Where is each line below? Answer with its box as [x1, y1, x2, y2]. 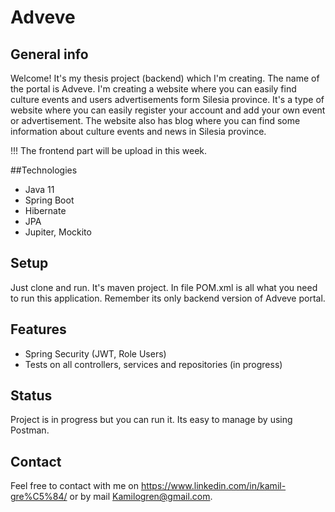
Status [10, 387, 53, 405]
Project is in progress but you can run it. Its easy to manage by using [10, 414, 293, 426]
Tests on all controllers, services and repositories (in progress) [24, 358, 283, 370]
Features [10, 321, 67, 338]
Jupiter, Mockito [24, 226, 92, 238]
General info [10, 46, 89, 63]
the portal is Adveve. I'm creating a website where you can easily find [10, 83, 297, 95]
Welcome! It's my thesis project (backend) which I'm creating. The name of [10, 72, 320, 84]
